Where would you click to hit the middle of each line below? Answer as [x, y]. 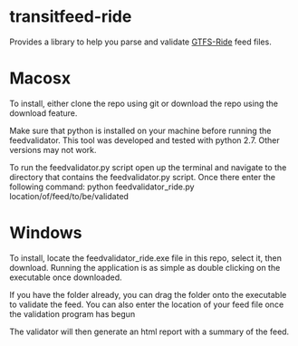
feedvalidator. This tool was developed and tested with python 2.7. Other [145, 140]
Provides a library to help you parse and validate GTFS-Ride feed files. [140, 42]
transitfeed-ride [71, 17]
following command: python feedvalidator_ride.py [102, 187]
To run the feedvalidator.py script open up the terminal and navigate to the [148, 167]
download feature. [43, 113]
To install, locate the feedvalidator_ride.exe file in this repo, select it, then [146, 258]
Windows [46, 233]
